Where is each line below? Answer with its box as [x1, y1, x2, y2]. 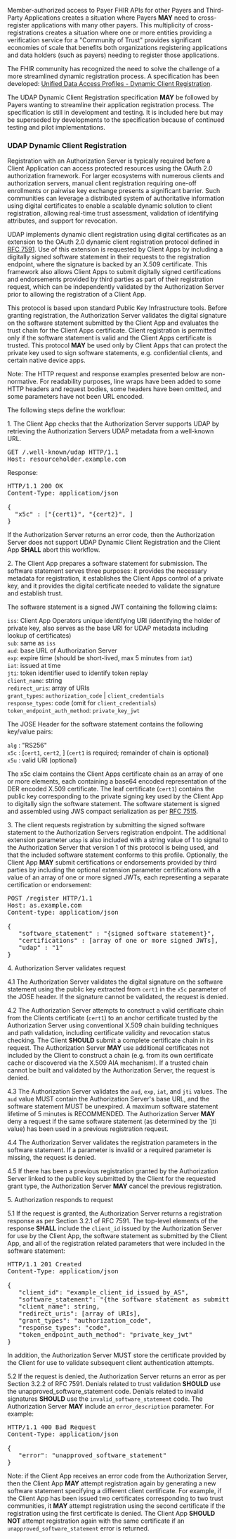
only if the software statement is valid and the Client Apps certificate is [7, 334, 212, 342]
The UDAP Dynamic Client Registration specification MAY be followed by [7, 93, 219, 101]
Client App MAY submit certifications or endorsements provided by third [7, 858, 217, 867]
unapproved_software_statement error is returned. [7, 1524, 150, 1533]
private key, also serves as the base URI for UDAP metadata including [7, 624, 209, 633]
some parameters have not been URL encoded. [7, 393, 144, 401]
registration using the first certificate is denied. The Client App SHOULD [7, 1509, 216, 1518]
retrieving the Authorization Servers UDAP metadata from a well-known [7, 427, 214, 435]
